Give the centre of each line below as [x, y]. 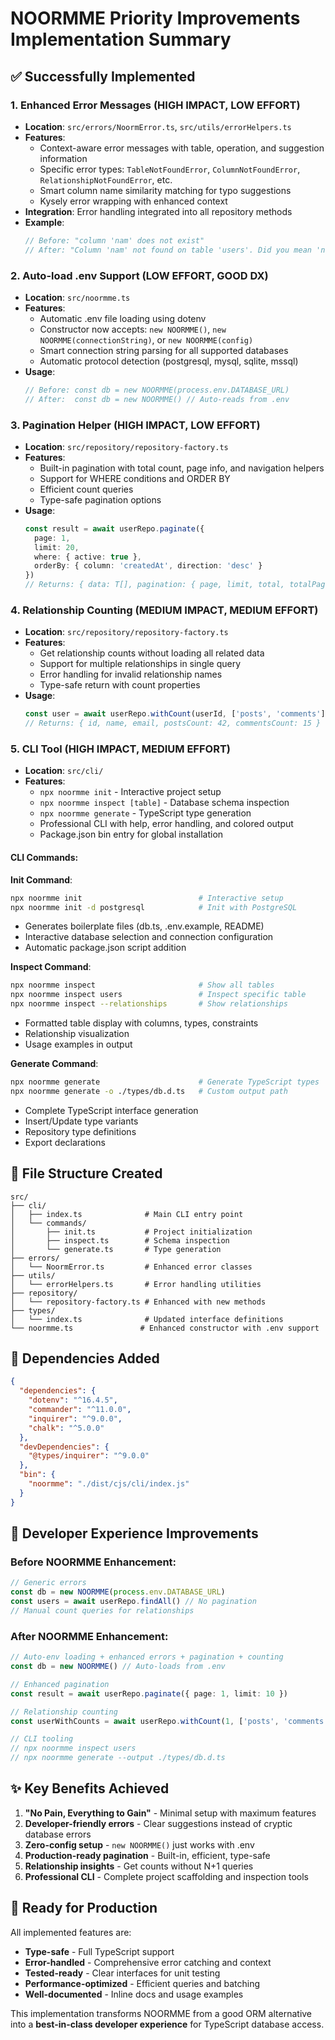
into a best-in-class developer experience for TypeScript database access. [167, 2024]
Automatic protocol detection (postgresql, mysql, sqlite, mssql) [169, 361]
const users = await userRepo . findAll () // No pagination [133, 1602]
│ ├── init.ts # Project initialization [131, 1232]
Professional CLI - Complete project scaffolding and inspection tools [166, 1876]
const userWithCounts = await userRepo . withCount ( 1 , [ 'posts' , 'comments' [169, 1721]
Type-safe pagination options [100, 499]
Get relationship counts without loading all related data [152, 653]
